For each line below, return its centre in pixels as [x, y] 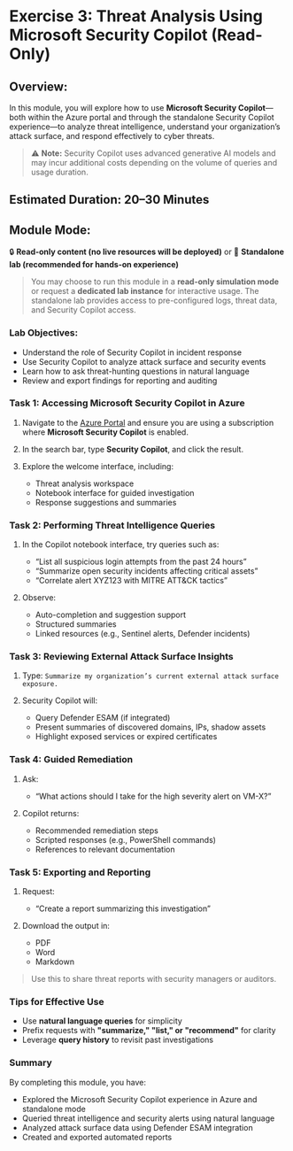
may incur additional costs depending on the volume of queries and [154, 162]
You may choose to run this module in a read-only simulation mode [155, 282]
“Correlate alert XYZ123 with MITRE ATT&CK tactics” [131, 581]
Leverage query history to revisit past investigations [118, 1040]
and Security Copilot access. [84, 310]
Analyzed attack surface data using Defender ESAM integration [138, 1127]
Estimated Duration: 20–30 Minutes [109, 200]
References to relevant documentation [105, 849]
